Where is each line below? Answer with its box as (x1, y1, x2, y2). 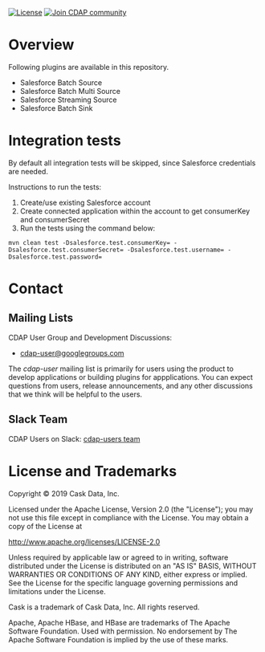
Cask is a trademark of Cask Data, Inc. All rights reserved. (8, 602, 200, 612)
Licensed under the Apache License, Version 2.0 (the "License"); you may (8, 504, 254, 514)
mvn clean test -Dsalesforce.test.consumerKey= (8, 238, 171, 247)
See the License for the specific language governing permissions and (8, 578, 238, 588)
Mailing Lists (8, 312, 74, 325)
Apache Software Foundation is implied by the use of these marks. (8, 634, 229, 644)
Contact (8, 279, 63, 298)
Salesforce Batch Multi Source (19, 86, 120, 96)
